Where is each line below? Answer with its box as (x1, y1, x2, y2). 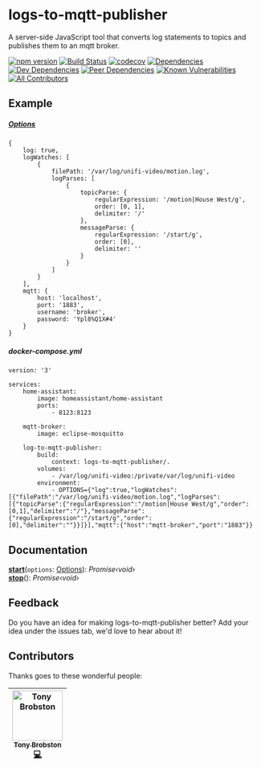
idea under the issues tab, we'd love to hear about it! (8, 625, 182, 636)
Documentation (8, 543, 88, 556)
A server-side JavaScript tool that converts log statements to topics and (8, 32, 247, 42)
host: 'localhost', (37, 294, 103, 302)
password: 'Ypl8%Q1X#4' (37, 315, 116, 323)
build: (37, 451, 59, 459)
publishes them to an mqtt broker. (8, 40, 120, 50)
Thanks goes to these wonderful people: (8, 671, 143, 680)
